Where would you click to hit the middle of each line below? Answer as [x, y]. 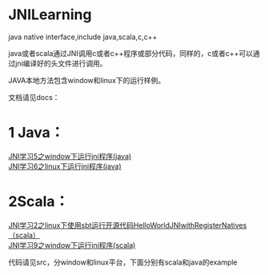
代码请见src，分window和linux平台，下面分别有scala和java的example [123, 262]
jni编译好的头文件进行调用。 [61, 63]
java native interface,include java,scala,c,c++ [83, 37]
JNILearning [50, 15]
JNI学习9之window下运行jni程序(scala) [72, 245]
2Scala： [39, 202]
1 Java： [36, 133]
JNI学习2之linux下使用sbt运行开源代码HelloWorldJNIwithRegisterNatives [128, 225]
